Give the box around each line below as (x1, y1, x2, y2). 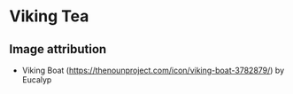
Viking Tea (9, 6, 89, 27)
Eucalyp (21, 74, 52, 85)
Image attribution (9, 42, 107, 57)
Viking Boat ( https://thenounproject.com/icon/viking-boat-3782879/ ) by (21, 65, 285, 75)
